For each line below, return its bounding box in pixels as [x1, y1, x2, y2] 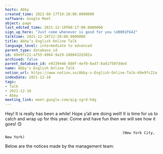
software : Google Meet [5, 16, 51, 21]
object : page [5, 20, 32, 26]
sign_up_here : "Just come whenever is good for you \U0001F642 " [5, 30, 138, 34]
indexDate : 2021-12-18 [5, 75, 51, 80]
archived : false [5, 57, 38, 62]
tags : [5, 79, 16, 84]
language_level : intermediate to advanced [5, 43, 92, 48]
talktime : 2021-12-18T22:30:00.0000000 [5, 34, 86, 39]
